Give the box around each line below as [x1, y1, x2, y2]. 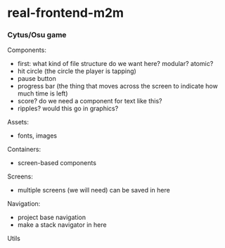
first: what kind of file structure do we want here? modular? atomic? [17, 60, 214, 68]
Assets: [7, 118, 30, 126]
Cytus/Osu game [7, 30, 67, 40]
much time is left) [17, 89, 68, 98]
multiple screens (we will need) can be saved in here [17, 186, 170, 195]
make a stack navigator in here [17, 221, 107, 229]
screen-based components [17, 159, 97, 167]
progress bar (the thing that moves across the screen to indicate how [17, 82, 218, 91]
